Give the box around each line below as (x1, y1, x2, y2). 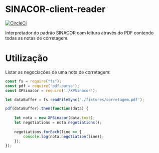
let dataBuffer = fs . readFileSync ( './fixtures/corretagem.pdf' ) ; (5, 97, 144, 102)
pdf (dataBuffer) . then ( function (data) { (5, 106, 89, 111)
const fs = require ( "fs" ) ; (5, 78, 62, 83)
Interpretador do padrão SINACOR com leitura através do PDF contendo (5, 29, 154, 35)
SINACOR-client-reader (5, 3, 106, 15)
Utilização (5, 52, 48, 64)
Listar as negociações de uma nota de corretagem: (5, 69, 111, 75)
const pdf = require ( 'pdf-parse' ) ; (5, 83, 80, 88)
